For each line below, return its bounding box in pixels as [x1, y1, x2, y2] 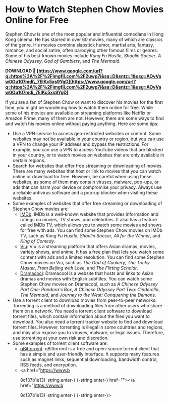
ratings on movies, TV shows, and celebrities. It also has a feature [20, 216, 157, 222]
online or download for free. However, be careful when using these [12, 173, 152, 179]
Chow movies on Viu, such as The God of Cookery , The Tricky [20, 259, 150, 265]
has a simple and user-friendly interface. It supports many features [20, 351, 159, 357]
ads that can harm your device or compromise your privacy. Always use [12, 184, 162, 190]
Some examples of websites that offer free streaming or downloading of [12, 200, 162, 206]
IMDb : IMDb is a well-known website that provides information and [20, 211, 159, 217]
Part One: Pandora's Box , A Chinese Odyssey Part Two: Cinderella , [20, 286, 160, 292]
